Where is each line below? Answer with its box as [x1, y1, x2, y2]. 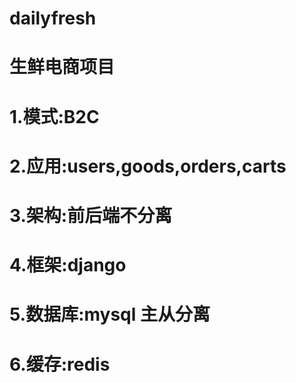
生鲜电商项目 [9, 56, 116, 79]
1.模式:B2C [9, 105, 100, 128]
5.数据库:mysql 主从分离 [9, 303, 211, 326]
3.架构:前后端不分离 [9, 204, 173, 227]
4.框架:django [9, 254, 127, 277]
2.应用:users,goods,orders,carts [9, 155, 287, 177]
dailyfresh [9, 7, 97, 30]
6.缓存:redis [9, 353, 111, 376]
